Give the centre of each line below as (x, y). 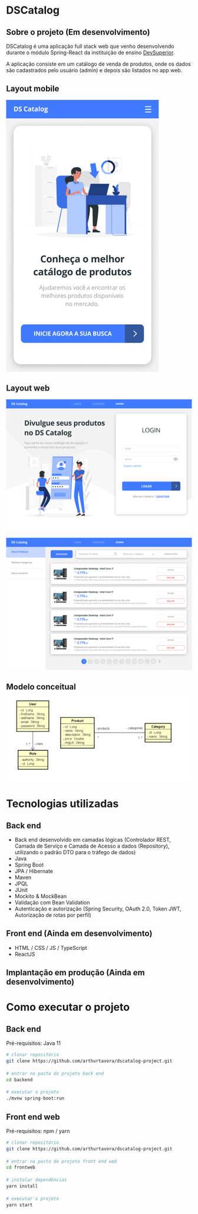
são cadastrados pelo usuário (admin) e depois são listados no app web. (94, 70)
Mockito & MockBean (40, 896)
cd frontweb (21, 1167)
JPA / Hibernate (34, 871)
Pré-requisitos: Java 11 (33, 1043)
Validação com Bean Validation (52, 902)
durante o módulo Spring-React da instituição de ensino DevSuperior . (90, 53)
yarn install (22, 1186)
